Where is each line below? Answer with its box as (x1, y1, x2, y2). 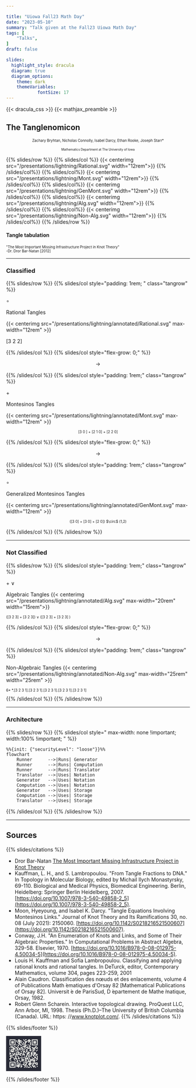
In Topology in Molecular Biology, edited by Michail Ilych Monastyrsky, (14, 876, 184, 883)
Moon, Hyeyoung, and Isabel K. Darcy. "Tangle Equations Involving (14, 907, 175, 914)
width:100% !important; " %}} (6, 735, 77, 742)
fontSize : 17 (37, 90, 69, 95)
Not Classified (6, 549, 48, 557)
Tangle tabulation (6, 232, 50, 239)
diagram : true (11, 68, 45, 74)
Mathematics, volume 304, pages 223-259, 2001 (14, 969, 132, 976)
